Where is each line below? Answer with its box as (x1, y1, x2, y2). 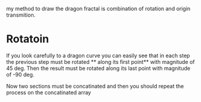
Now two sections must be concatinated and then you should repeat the (6, 82, 184, 89)
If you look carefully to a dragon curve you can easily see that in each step (6, 52, 190, 59)
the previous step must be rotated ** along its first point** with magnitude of (6, 58, 196, 65)
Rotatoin (6, 32, 50, 46)
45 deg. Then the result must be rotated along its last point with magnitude (6, 64, 190, 72)
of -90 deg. (6, 71, 35, 78)
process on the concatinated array (6, 89, 92, 96)
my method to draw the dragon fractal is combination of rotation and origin (6, 5, 191, 12)
